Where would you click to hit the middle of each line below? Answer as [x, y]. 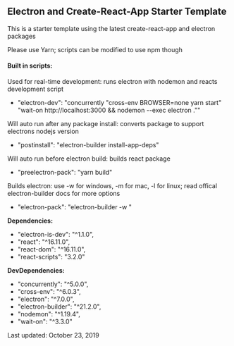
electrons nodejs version [43, 131]
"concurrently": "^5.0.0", [53, 284]
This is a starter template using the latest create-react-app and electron [111, 28]
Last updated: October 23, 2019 [54, 335]
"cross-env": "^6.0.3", [49, 292]
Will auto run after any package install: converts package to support [106, 124]
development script [36, 89]
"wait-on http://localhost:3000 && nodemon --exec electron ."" [109, 110]
